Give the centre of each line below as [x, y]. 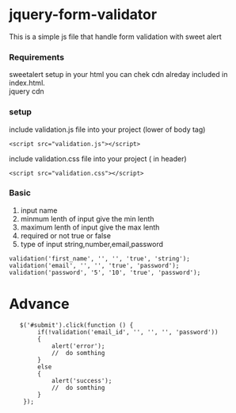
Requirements [37, 57]
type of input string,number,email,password [92, 244]
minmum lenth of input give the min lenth [87, 218]
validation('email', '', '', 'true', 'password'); [94, 265]
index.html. [27, 83]
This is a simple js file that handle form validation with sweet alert [116, 37]
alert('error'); [78, 346]
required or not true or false [66, 235]
